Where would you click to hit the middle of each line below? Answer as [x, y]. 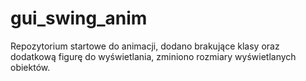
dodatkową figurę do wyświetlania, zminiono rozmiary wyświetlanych [153, 56]
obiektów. [30, 67]
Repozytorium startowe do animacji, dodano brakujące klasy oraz [145, 46]
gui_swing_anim [79, 18]
